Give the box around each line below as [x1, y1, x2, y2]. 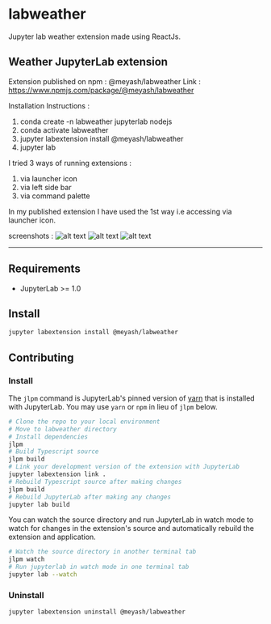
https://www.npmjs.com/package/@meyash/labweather [8, 85, 194, 95]
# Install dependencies [8, 432, 89, 441]
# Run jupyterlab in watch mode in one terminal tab [8, 563, 190, 571]
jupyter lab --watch [8, 571, 78, 579]
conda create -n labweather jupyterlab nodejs [19, 117, 173, 126]
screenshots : [8, 231, 54, 240]
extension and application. [8, 532, 97, 542]
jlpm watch [8, 555, 45, 563]
